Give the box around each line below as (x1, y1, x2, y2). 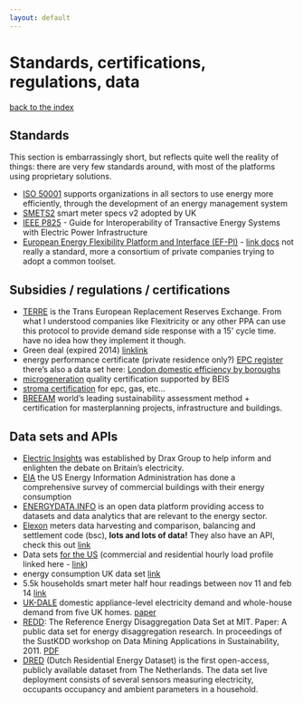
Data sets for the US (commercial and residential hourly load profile (22, 549, 274, 560)
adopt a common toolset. (22, 255, 116, 267)
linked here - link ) (22, 559, 89, 569)
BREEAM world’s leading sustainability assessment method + (22, 393, 251, 404)
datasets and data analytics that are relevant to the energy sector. (22, 511, 269, 521)
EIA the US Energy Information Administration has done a (22, 472, 236, 483)
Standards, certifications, (9, 52, 206, 72)
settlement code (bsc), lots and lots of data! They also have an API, (22, 530, 275, 540)
